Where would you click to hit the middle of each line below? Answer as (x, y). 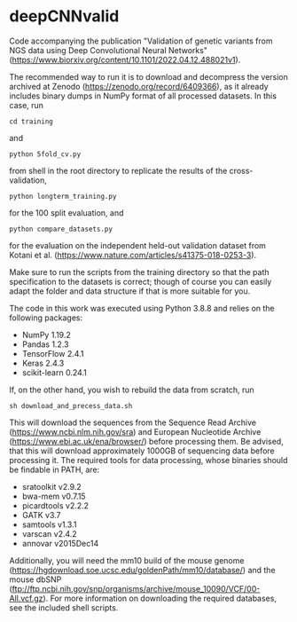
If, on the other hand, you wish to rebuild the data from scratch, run (132, 390)
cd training (31, 122)
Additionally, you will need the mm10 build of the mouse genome (127, 560)
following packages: (46, 318)
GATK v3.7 (41, 515)
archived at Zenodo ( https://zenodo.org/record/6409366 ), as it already (139, 86)
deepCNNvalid (64, 16)
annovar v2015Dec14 (60, 543)
